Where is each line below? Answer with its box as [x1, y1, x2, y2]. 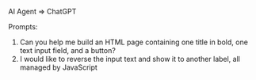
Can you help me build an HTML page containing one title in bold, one [19, 37, 248, 47]
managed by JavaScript [19, 63, 97, 72]
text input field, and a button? [19, 46, 117, 55]
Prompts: [8, 22, 38, 31]
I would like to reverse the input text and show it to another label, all [19, 55, 240, 63]
